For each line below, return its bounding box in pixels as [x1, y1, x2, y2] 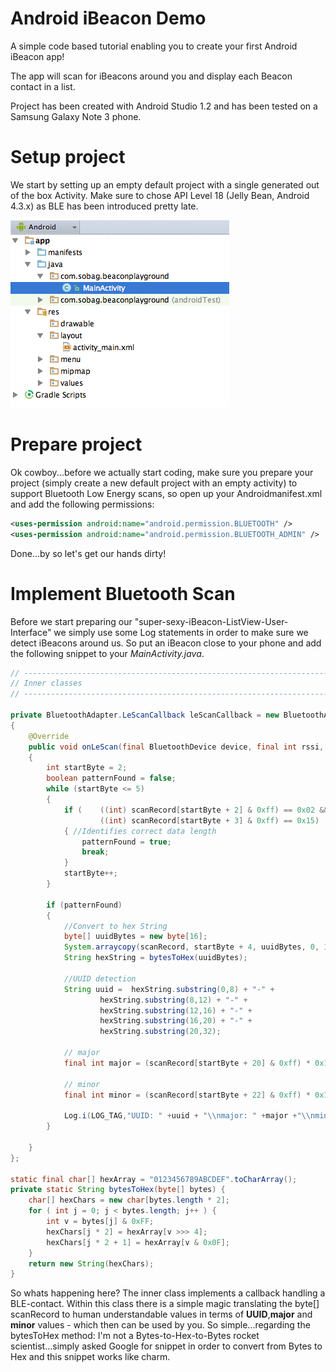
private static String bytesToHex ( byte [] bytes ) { [10, 1185, 226, 1195]
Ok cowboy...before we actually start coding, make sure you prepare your [10, 466, 314, 478]
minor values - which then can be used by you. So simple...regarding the [10, 1319, 311, 1331]
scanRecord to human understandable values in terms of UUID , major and [10, 1308, 313, 1321]
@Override [28, 731, 70, 741]
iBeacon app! [10, 50, 65, 62]
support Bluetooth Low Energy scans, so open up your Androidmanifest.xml [10, 487, 323, 499]
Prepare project [10, 433, 143, 456]
